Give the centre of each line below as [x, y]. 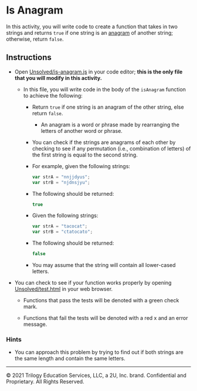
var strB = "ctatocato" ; [62, 232]
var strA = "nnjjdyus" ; [61, 177]
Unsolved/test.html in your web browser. [64, 289]
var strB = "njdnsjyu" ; [61, 182]
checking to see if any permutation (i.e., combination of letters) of [111, 148]
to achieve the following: [53, 95]
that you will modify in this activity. [58, 78]
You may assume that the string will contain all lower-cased [104, 265]
